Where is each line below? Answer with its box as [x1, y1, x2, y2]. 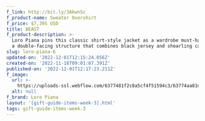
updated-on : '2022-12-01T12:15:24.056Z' [6, 54, 111, 61]
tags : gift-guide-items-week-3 [6, 105, 86, 112]
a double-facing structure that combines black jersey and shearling [12, 43, 192, 50]
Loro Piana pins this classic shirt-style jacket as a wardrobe [12, 37, 179, 43]
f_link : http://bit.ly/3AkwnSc [6, 9, 86, 15]
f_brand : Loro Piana [6, 94, 59, 100]
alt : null [12, 89, 37, 95]
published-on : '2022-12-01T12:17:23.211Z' [6, 65, 116, 72]
